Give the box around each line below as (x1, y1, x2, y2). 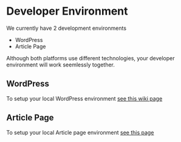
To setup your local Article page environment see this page (6, 129, 154, 136)
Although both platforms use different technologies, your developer (6, 54, 175, 62)
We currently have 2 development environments (6, 24, 126, 32)
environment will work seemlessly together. (6, 61, 115, 68)
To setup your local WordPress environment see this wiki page (6, 94, 163, 102)
